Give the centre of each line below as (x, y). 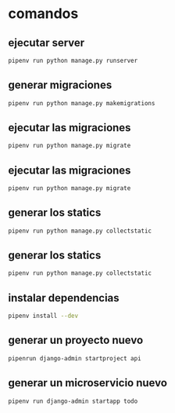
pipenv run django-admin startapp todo (73, 401)
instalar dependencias (64, 298)
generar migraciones (60, 85)
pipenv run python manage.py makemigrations (82, 103)
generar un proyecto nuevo (76, 340)
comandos (43, 14)
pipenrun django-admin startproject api (75, 358)
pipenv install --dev (43, 316)
